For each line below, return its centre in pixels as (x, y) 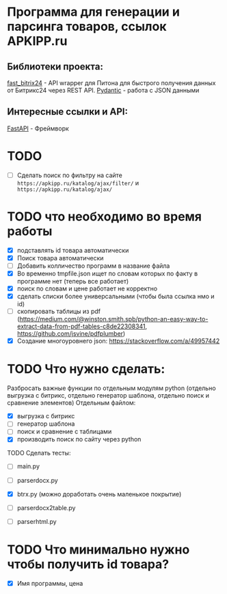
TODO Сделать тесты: (39, 453)
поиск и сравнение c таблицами (64, 432)
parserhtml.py (37, 521)
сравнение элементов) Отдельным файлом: (71, 403)
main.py (28, 466)
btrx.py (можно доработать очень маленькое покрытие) (99, 494)
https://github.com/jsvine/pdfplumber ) (71, 334)
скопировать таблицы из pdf (59, 311)
